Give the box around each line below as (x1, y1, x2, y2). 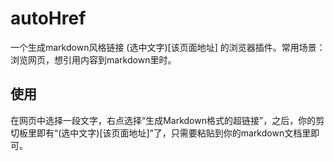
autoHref (10, 7, 87, 30)
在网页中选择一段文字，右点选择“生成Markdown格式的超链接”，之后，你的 (10, 114, 317, 126)
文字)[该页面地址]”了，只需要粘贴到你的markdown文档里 (78, 127, 312, 139)
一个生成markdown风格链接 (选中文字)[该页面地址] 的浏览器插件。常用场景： (10, 41, 326, 53)
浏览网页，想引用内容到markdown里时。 (10, 53, 177, 66)
